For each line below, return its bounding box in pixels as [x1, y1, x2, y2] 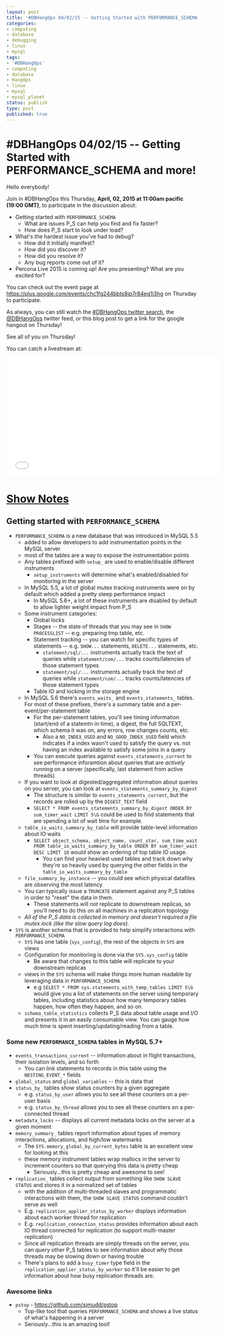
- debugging [6, 37, 37, 43]
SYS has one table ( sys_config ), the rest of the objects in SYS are [24, 938, 185, 945]
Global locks [33, 617, 65, 624]
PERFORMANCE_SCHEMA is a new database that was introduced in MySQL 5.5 [15, 532, 198, 540]
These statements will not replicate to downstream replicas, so [33, 900, 191, 908]
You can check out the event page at [6, 284, 99, 291]
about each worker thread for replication [24, 1213, 126, 1221]
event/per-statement [24, 707, 76, 714]
